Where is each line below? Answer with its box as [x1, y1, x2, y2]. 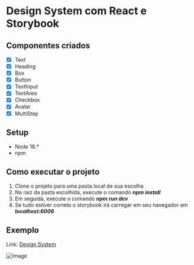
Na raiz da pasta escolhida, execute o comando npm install [14, 189, 161, 196]
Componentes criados [6, 40, 90, 51]
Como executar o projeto [6, 166, 100, 176]
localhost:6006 [14, 208, 55, 215]
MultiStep [14, 110, 39, 117]
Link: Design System [6, 241, 56, 248]
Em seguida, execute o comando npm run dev [14, 195, 129, 203]
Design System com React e [6, 4, 147, 18]
